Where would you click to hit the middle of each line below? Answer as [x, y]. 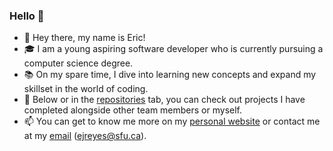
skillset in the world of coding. [86, 89]
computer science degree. [78, 63]
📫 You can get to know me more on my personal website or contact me [172, 121]
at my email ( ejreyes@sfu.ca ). [85, 136]
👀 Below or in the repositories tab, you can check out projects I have [164, 100]
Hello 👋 [27, 16]
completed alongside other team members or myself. [132, 110]
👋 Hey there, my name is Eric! [84, 38]
